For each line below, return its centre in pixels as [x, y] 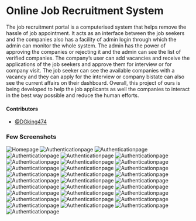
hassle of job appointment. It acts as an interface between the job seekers [95, 33]
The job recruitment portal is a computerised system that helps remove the [96, 27]
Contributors [22, 109]
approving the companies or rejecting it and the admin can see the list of [94, 51]
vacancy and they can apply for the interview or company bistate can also [95, 77]
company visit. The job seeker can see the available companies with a [90, 70]
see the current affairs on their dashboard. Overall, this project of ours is [93, 82]
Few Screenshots [31, 137]
